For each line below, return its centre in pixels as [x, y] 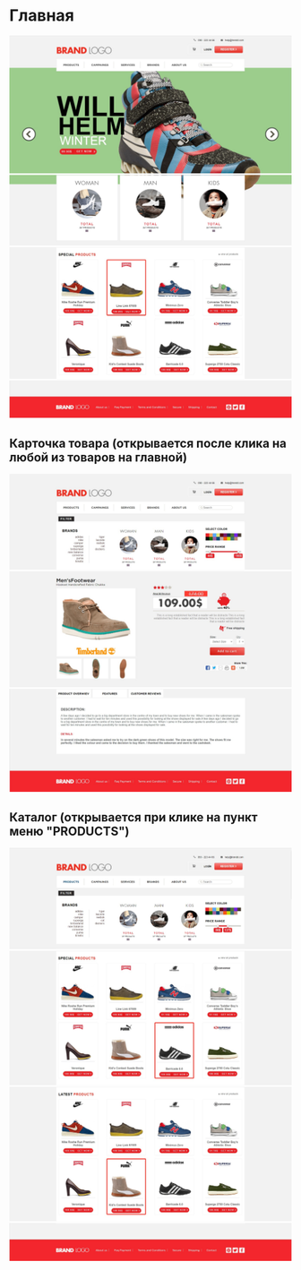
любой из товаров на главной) [99, 457]
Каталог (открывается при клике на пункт [133, 817]
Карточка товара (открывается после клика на [148, 443]
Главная [42, 16]
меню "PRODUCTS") [69, 831]
